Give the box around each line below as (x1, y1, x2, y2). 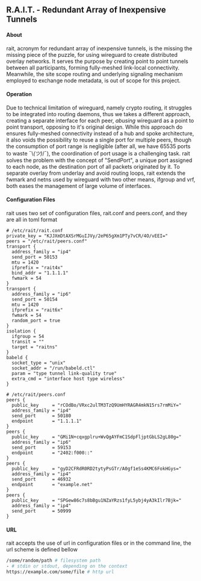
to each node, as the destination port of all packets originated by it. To (6, 163, 181, 170)
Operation (6, 91, 32, 98)
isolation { (6, 328, 36, 334)
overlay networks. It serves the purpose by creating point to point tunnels (6, 57, 188, 65)
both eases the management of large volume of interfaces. (6, 182, 152, 189)
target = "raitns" (11, 344, 58, 350)
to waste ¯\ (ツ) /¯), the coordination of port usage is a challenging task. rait (6, 149, 191, 157)
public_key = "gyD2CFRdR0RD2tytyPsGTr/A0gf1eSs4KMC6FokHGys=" (11, 466, 182, 472)
